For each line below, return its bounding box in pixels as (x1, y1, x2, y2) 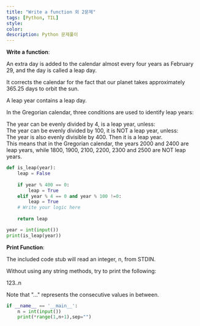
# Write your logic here (17, 205, 81, 211)
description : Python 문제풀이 (6, 32, 78, 38)
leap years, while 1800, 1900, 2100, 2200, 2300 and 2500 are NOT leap (6, 147, 187, 154)
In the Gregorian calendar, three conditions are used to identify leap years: (6, 109, 194, 116)
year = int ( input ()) (6, 226, 59, 233)
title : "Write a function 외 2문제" (6, 9, 96, 15)
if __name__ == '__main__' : (6, 303, 78, 309)
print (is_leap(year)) (6, 233, 62, 239)
